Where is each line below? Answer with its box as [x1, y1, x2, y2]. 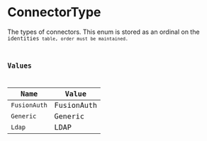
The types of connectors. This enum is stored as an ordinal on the [7, 27, 200, 36]
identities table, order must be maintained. [7, 35, 129, 42]
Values [7, 61, 32, 70]
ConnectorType [7, 4, 101, 20]
